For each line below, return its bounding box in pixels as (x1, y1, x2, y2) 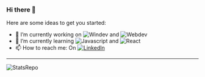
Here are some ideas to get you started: (6, 19, 107, 27)
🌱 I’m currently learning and (15, 38, 119, 45)
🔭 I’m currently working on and (15, 31, 120, 38)
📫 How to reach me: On (15, 44, 76, 52)
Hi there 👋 (6, 5, 37, 14)
